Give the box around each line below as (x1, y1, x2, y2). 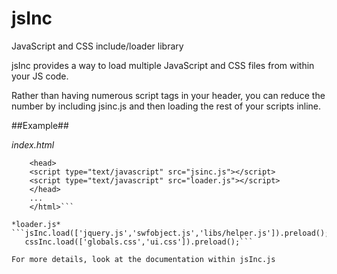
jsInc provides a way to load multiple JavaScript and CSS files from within (11, 59, 315, 71)
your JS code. (11, 70, 69, 82)
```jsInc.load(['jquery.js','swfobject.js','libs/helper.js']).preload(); (11, 228, 330, 238)
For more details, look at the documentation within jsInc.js (11, 254, 276, 264)
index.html (11, 138, 55, 151)
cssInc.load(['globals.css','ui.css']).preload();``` (24, 237, 254, 247)
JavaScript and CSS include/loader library (11, 40, 184, 52)
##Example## (11, 119, 69, 131)
